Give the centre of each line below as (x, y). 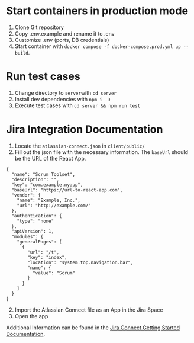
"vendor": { (26, 195)
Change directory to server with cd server (66, 92)
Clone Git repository (39, 27)
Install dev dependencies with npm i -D (62, 99)
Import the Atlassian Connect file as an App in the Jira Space (89, 310)
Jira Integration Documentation (85, 129)
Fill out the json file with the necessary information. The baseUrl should (101, 152)
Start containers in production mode (97, 11)
